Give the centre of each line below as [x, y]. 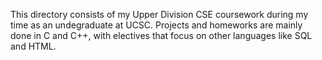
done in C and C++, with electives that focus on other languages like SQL [161, 35]
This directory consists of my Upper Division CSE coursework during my [159, 14]
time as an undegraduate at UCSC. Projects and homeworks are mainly [156, 25]
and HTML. [33, 46]
